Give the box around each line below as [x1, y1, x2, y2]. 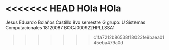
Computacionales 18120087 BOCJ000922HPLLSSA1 [5, 24, 115, 30]
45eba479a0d [93, 39, 123, 45]
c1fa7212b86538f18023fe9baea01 [93, 34, 165, 40]
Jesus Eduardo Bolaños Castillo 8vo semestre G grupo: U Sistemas [5, 19, 146, 25]
